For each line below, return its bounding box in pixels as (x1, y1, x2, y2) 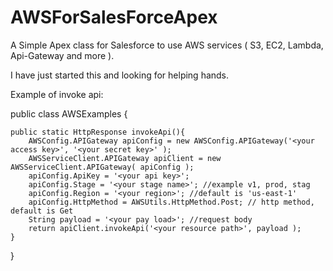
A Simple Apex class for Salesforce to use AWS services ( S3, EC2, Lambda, (10, 39, 324, 51)
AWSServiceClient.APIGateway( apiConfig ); (10, 162, 195, 172)
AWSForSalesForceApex (10, 6, 218, 29)
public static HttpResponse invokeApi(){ (10, 127, 186, 137)
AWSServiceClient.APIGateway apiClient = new (28, 153, 222, 163)
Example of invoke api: (10, 88, 104, 100)
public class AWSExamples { (10, 107, 128, 120)
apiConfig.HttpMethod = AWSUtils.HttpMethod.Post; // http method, (28, 197, 315, 207)
